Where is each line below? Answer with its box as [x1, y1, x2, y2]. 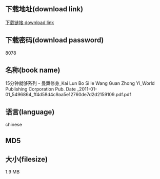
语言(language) [5, 107, 55, 116]
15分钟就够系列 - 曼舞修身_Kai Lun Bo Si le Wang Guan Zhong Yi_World [5, 80, 155, 86]
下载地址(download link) [5, 5, 84, 14]
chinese [5, 122, 22, 128]
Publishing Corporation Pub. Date [5, 86, 76, 92]
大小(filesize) [5, 155, 48, 164]
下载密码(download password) [5, 36, 104, 44]
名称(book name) [5, 66, 61, 75]
